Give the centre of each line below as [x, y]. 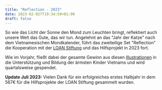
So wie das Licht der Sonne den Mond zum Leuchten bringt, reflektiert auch [81, 33]
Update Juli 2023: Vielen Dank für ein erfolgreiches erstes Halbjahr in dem [80, 77]
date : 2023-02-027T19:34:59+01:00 [40, 14]
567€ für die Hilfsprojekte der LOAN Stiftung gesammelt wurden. [70, 82]
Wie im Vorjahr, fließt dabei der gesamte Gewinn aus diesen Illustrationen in [81, 57]
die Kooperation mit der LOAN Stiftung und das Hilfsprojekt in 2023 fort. [77, 48]
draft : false [18, 18]
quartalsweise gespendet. [31, 68]
